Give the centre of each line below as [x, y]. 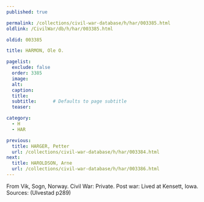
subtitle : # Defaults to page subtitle [69, 101]
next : [13, 157]
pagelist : [19, 62]
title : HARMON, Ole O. [35, 51]
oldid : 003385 [24, 40]
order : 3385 [27, 73]
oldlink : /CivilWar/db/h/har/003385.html [60, 29]
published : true [27, 12]
